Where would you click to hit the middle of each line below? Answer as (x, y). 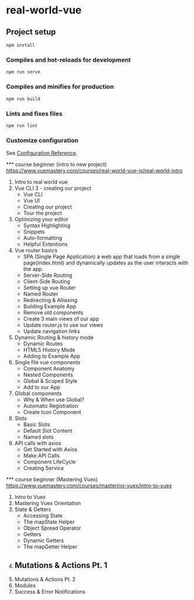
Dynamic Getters (44, 541)
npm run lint (22, 126)
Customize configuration (42, 140)
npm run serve (23, 72)
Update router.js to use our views (63, 325)
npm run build (23, 99)
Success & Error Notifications (50, 592)
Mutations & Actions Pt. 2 (45, 579)
